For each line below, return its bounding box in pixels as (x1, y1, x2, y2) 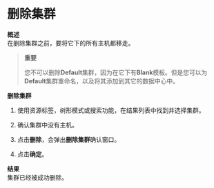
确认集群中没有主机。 (17, 121, 78, 129)
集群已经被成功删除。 (7, 173, 68, 181)
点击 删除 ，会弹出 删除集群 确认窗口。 (17, 135, 121, 143)
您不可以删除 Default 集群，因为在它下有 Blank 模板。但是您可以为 (23, 68, 208, 76)
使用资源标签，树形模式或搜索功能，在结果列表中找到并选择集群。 (17, 106, 205, 114)
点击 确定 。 (17, 149, 48, 158)
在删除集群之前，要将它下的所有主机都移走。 (7, 39, 135, 47)
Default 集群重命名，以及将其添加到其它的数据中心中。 (23, 76, 179, 85)
